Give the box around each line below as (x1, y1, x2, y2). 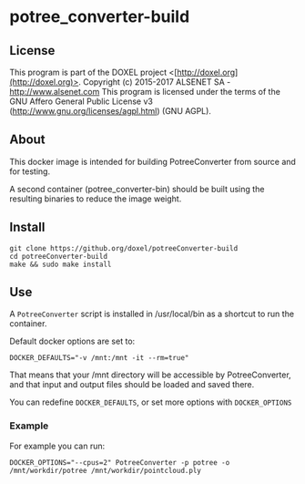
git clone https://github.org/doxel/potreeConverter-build (9, 243, 239, 252)
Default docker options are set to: (9, 335, 136, 347)
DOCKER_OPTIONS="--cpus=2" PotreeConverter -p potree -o (9, 458, 230, 467)
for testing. (9, 166, 51, 177)
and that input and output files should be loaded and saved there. (9, 379, 255, 390)
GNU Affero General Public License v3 (9, 96, 153, 107)
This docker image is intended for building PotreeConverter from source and (9, 156, 296, 167)
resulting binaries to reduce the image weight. (9, 193, 182, 204)
